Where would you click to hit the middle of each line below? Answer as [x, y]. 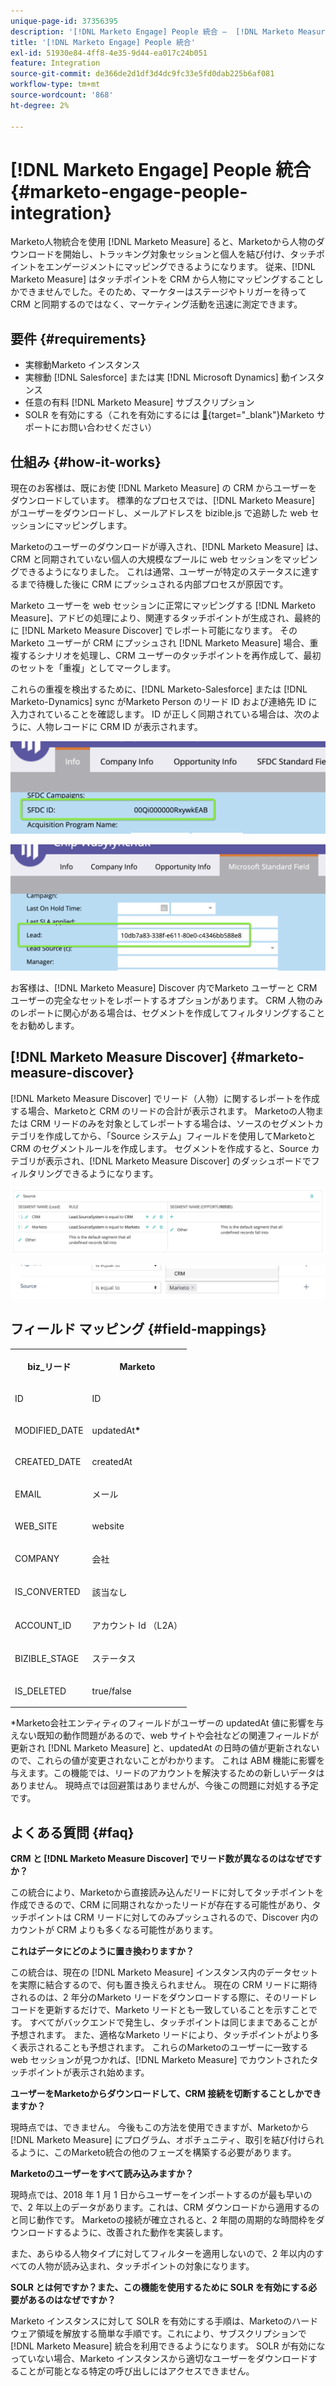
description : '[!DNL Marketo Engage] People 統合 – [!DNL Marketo [152, 31]
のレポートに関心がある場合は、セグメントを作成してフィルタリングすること [168, 1013]
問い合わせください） [112, 427]
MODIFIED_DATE [49, 1430]
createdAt [112, 1461]
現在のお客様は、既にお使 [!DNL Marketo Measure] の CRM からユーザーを [164, 488]
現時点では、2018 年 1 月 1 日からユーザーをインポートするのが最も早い [157, 2194]
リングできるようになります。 [97, 1173]
